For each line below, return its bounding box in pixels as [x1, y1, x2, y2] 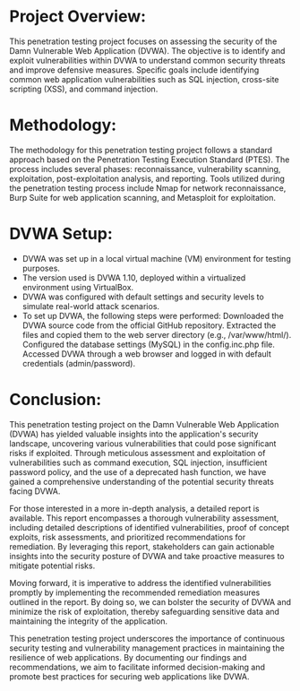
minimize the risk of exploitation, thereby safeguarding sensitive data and [9, 606, 280, 617]
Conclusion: [9, 390, 102, 410]
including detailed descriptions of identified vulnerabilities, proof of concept [9, 522, 289, 532]
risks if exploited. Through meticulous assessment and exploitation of [9, 447, 266, 458]
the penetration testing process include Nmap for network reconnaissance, [9, 182, 287, 194]
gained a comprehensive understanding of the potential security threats [9, 476, 275, 487]
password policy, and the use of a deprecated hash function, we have [9, 466, 267, 477]
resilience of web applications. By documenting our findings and [9, 652, 247, 662]
